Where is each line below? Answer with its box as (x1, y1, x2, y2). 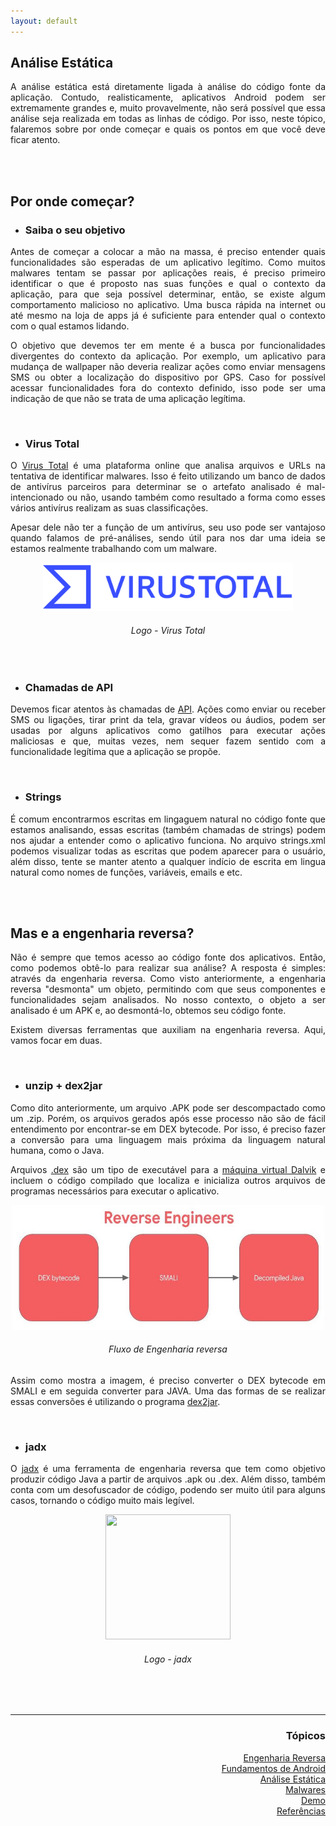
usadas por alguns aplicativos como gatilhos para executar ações (10, 725, 326, 737)
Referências (276, 1805, 326, 1817)
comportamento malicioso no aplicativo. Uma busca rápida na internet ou (10, 299, 326, 311)
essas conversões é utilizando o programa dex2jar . (10, 1395, 221, 1407)
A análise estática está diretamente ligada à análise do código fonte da (10, 81, 326, 93)
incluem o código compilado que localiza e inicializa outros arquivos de (10, 1174, 326, 1186)
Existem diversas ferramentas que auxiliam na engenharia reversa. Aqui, (10, 1024, 326, 1036)
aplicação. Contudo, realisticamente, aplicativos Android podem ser (10, 91, 326, 104)
